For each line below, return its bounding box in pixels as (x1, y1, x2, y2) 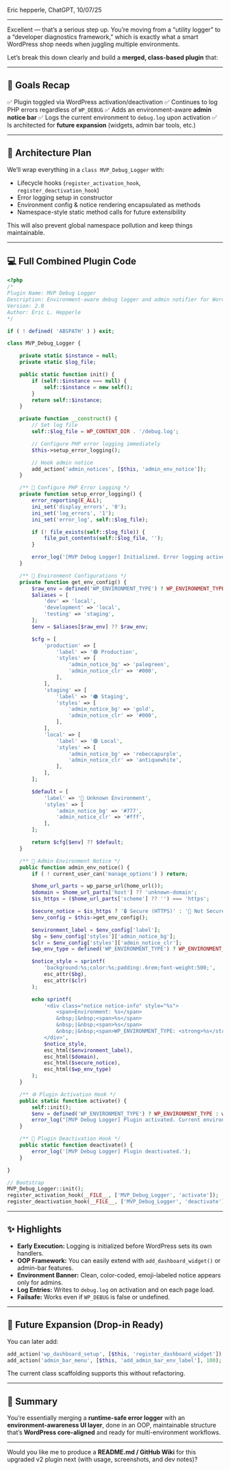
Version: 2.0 (7, 302, 44, 309)
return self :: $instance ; (31, 397, 103, 404)
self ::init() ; (31, 1103, 72, 1111)
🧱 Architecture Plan (7, 147, 92, 159)
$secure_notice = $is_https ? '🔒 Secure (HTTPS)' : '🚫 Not (31, 908, 204, 915)
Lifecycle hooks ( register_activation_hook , (16, 178, 141, 187)
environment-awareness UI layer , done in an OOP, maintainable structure (7, 1421, 217, 1430)
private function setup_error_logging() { (19, 491, 142, 498)
